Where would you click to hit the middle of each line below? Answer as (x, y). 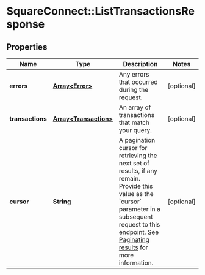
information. (136, 263)
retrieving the (138, 156)
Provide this (136, 186)
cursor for (133, 148)
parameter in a (139, 209)
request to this (139, 224)
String (62, 202)
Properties (27, 47)
